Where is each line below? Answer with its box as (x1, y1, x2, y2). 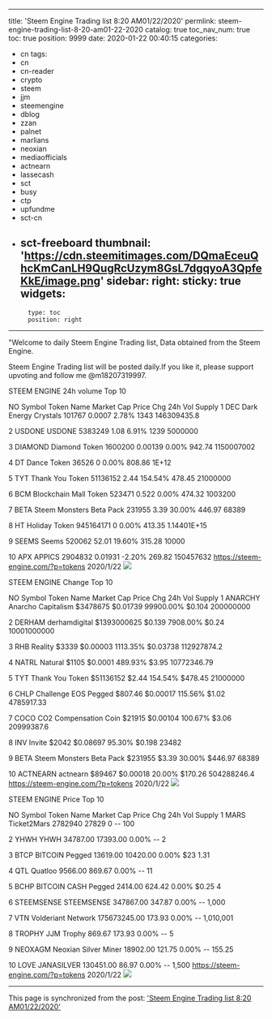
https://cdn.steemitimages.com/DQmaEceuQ (23, 249, 259, 263)
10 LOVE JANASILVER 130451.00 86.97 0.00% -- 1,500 (8, 960, 190, 970)
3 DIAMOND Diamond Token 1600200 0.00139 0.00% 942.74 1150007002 (8, 441, 256, 451)
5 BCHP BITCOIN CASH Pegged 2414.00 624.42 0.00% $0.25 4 (8, 881, 222, 891)
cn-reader (19, 67, 54, 75)
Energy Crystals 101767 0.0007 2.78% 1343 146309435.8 (8, 411, 200, 420)
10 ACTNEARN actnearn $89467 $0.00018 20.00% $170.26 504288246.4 (8, 768, 255, 779)
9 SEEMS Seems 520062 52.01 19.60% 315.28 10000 (8, 536, 185, 546)
